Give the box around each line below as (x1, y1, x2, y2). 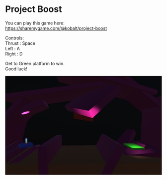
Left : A (5, 45, 20, 51)
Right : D (5, 51, 23, 57)
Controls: (5, 35, 24, 41)
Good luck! (5, 66, 28, 72)
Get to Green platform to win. (5, 60, 65, 66)
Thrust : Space (5, 40, 36, 46)
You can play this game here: (5, 20, 65, 26)
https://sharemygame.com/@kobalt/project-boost (5, 25, 107, 31)
